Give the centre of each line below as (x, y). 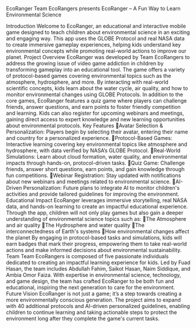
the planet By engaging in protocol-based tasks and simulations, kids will (94, 238)
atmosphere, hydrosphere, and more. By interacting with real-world (87, 82)
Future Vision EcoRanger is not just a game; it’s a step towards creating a (94, 293)
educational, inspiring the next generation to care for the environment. (91, 287)
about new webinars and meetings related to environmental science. (89, 182)
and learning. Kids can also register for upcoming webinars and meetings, (95, 113)
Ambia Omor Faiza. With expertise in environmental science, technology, (94, 275)
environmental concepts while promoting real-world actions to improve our (96, 51)
